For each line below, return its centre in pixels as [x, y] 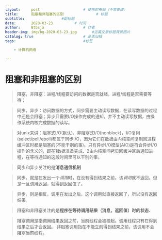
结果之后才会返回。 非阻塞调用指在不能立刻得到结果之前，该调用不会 [85, 226]
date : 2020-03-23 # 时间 [46, 23]
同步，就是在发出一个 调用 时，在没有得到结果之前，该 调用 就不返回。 [85, 177]
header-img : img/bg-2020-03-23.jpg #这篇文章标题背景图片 [68, 32]
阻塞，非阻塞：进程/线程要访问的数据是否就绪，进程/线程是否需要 [82, 94]
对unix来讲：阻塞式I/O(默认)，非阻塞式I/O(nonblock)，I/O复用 [79, 133]
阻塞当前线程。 [32, 233]
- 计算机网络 [25, 50]
